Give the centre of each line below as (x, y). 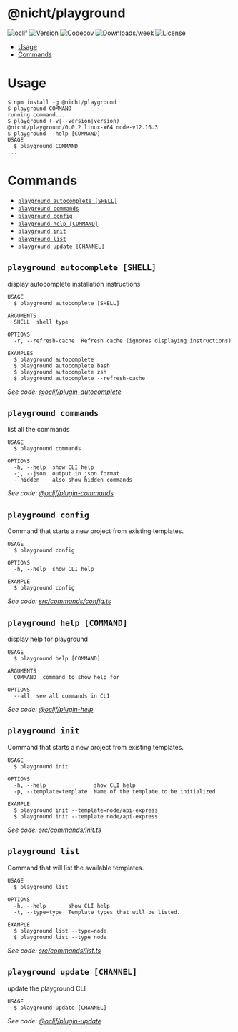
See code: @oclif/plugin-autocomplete (64, 392)
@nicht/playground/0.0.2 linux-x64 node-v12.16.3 (83, 127)
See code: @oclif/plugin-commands (61, 493)
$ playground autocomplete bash (62, 366)
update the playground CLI (46, 988)
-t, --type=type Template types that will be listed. (97, 912)
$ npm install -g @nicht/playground (62, 102)
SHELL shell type (41, 322)
